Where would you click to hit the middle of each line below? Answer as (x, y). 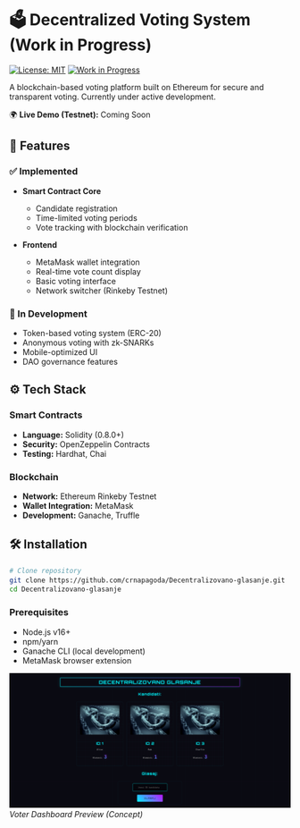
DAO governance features (70, 361)
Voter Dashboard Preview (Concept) (76, 815)
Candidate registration (76, 208)
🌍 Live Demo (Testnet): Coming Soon (80, 114)
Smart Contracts (46, 415)
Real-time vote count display (88, 271)
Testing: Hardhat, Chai (64, 453)
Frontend (40, 244)
